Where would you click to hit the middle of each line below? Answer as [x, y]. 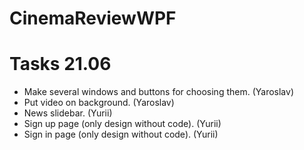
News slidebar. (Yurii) [68, 113]
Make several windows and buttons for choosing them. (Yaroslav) [158, 92]
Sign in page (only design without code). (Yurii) [121, 134]
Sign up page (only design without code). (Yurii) [122, 124]
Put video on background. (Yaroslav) [99, 103]
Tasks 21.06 [60, 64]
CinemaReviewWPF [93, 18]
